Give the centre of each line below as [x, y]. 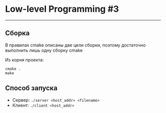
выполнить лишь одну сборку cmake [44, 50]
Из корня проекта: [24, 59]
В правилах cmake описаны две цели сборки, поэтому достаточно [75, 45]
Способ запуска [31, 88]
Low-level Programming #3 [62, 9]
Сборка [17, 33]
